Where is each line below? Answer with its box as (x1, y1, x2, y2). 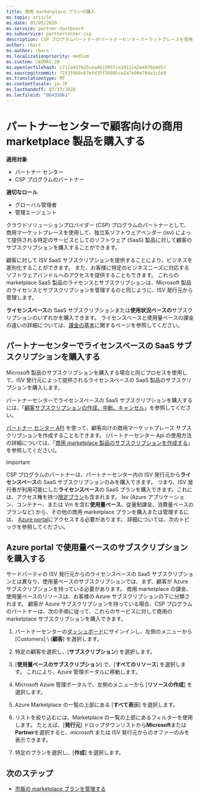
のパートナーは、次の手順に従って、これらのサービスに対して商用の (6, 608, 173, 615)
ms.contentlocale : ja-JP (6, 81, 68, 87)
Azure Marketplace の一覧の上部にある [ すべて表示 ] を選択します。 (14, 701, 179, 708)
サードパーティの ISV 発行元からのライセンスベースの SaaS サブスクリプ (6, 570, 183, 577)
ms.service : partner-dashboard (6, 25, 84, 32)
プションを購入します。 (6, 384, 64, 391)
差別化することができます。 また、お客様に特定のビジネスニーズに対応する (6, 264, 189, 271)
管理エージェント (14, 209, 57, 216)
